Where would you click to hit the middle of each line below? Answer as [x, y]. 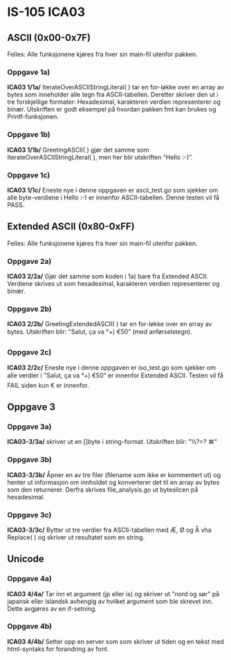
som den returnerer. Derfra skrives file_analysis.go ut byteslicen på [103, 490]
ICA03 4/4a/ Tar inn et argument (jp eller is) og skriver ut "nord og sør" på [113, 594]
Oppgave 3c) [29, 515]
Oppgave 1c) [29, 175]
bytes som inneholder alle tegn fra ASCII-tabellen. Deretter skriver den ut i [113, 95]
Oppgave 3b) [29, 460]
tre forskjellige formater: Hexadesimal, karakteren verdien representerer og [114, 102]
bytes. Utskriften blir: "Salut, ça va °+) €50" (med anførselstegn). [100, 332]
